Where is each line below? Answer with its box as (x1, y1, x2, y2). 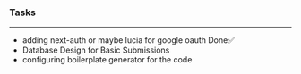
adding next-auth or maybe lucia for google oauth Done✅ (21, 35, 235, 45)
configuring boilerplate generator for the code (21, 54, 193, 65)
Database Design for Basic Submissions (21, 45, 170, 55)
